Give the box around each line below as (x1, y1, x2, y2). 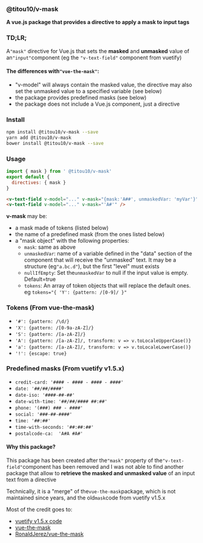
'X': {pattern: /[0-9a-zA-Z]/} (14, 325, 94, 331)
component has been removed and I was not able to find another (22, 463, 184, 471)
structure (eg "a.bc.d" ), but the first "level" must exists (24, 263, 160, 270)
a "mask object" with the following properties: (14, 237, 129, 245)
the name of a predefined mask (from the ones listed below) (14, 231, 165, 238)
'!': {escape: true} (14, 350, 67, 356)
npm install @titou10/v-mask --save (6, 129, 98, 135)
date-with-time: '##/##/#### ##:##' (14, 398, 108, 405)
